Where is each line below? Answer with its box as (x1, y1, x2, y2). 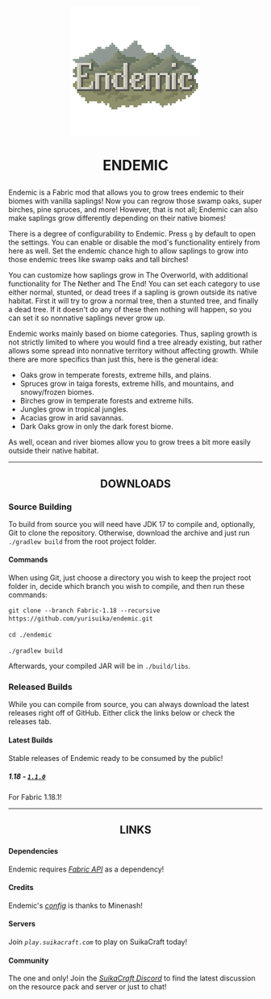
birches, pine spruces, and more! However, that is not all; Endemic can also (8, 205, 258, 215)
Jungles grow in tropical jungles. (19, 404, 129, 414)
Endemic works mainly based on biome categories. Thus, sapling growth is (8, 329, 258, 339)
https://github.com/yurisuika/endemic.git (8, 615, 153, 623)
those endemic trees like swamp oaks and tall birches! (8, 255, 189, 265)
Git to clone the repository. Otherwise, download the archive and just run (8, 528, 250, 537)
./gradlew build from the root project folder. (8, 536, 157, 546)
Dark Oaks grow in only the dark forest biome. (19, 422, 173, 432)
